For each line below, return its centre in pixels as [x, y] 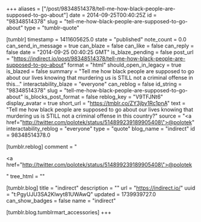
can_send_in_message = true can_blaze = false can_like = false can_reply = [100, 46]
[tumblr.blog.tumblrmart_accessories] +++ [59, 212]
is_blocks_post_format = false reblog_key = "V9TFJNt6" [94, 97]
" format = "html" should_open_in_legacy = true [122, 65]
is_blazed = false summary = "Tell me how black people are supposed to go [100, 71]
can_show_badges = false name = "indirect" [61, 201]
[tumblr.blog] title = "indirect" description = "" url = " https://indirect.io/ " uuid [101, 188]
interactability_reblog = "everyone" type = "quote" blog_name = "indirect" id [101, 129]
